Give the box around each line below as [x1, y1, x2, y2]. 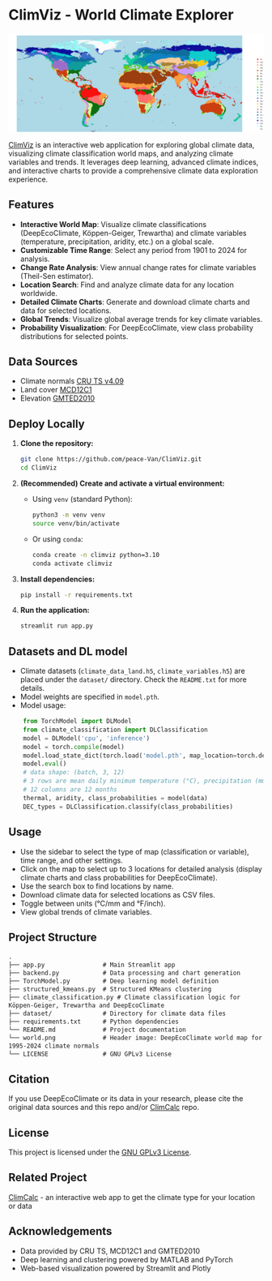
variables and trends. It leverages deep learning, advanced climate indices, [8, 156, 259, 167]
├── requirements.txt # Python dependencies [8, 1018, 180, 1026]
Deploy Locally [8, 417, 85, 431]
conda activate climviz [32, 559, 113, 568]
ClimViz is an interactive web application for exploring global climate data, [8, 139, 255, 149]
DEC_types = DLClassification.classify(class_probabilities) [23, 803, 233, 811]
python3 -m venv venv [32, 511, 105, 520]
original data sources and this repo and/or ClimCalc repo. [8, 1103, 200, 1112]
